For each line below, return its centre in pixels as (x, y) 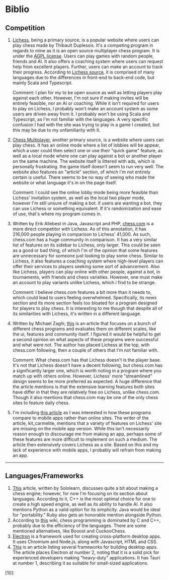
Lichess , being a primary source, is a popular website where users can (86, 40)
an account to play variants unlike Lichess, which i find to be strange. (84, 282)
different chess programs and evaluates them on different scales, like (84, 329)
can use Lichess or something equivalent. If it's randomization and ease (87, 208)
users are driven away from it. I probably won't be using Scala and (81, 114)
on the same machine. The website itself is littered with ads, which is (83, 161)
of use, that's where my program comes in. (57, 214)
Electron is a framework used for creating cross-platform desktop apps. (87, 536)
